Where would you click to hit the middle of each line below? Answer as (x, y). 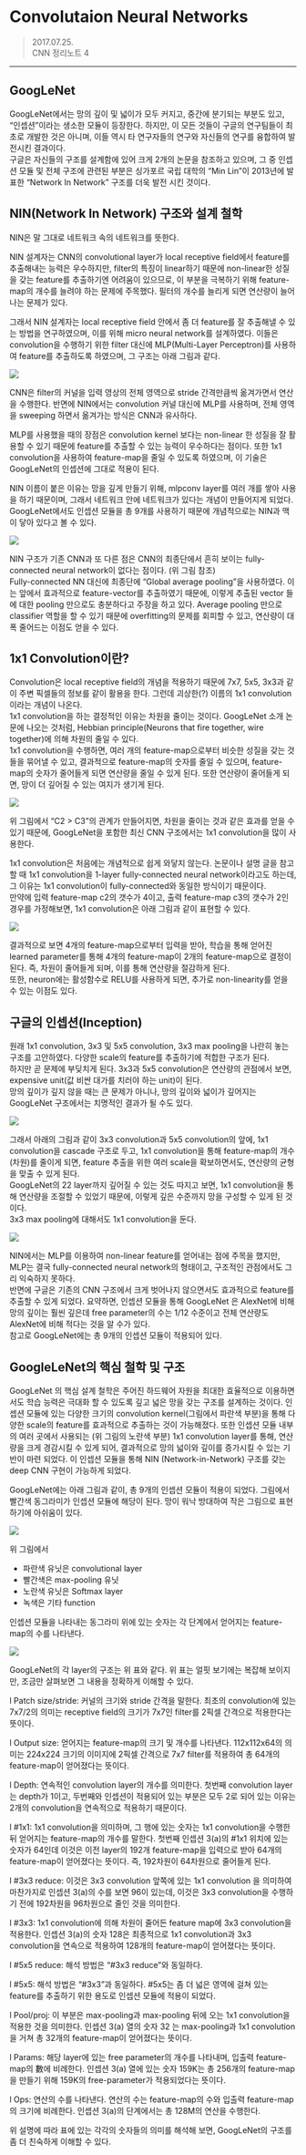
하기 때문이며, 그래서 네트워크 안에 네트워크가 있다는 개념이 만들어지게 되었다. (156, 500)
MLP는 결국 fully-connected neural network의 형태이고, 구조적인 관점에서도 (146, 1267)
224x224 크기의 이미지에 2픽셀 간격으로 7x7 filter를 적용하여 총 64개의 (153, 1754)
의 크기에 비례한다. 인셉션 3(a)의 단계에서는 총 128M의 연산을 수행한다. (135, 2111)
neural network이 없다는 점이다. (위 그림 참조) (133, 570)
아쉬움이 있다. (58, 1512)
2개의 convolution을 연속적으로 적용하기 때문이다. (98, 1808)
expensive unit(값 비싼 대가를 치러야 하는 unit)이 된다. (106, 1080)
